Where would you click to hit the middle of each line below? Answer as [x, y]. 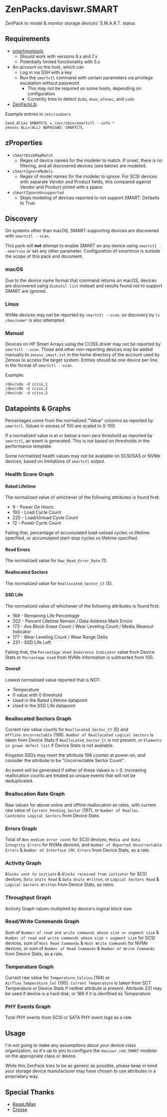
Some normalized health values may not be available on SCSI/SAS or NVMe [83, 456]
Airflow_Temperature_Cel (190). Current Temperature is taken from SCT [78, 983]
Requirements [27, 39]
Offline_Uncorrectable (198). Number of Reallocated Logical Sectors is [79, 735]
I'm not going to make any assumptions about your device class [71, 1045]
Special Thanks [30, 1092]
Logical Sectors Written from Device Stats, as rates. [60, 885]
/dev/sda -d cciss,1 [27, 385]
